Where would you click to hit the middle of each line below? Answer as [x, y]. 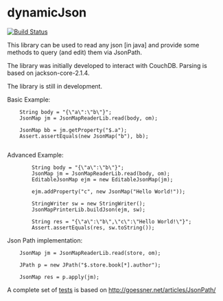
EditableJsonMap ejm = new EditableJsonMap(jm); [103, 179]
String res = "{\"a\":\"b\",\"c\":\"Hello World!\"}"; [112, 221]
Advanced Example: [35, 155]
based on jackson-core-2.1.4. [48, 73]
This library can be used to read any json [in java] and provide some [103, 45]
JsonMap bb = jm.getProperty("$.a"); [73, 130]
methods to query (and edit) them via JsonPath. [75, 52]
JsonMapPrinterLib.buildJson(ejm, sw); [89, 210]
